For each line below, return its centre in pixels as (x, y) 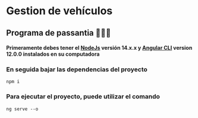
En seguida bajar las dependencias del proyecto (77, 69)
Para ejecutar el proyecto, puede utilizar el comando (83, 97)
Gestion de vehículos (59, 11)
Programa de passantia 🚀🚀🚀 (59, 33)
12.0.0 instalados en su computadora (53, 54)
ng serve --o (22, 109)
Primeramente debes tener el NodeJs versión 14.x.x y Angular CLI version (99, 48)
